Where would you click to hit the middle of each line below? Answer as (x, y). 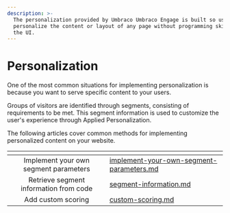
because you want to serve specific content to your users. (89, 92)
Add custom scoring (56, 200)
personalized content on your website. (61, 141)
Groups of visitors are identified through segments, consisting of (98, 106)
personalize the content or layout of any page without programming (113, 26)
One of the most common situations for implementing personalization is (108, 85)
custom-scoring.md (142, 200)
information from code (56, 188)
